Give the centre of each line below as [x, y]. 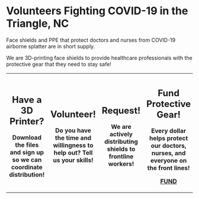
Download [27, 138]
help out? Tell [73, 153]
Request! [121, 110]
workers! [121, 164]
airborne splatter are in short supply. [51, 46]
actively [121, 134]
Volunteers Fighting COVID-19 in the [97, 11]
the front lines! [168, 168]
